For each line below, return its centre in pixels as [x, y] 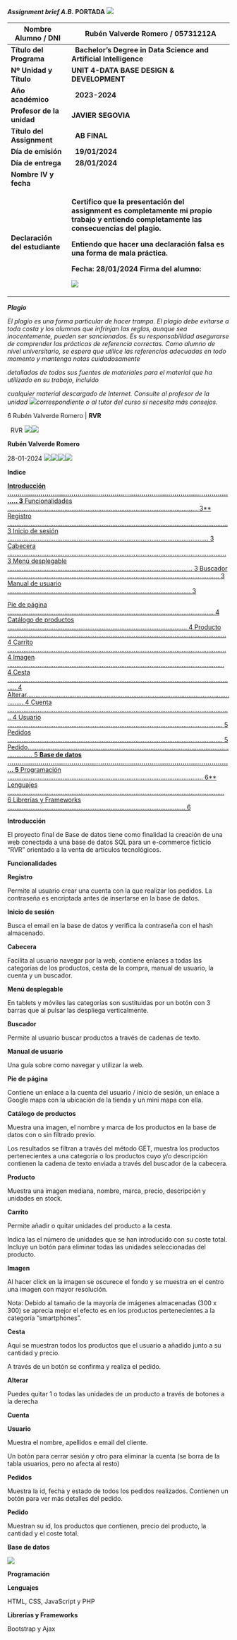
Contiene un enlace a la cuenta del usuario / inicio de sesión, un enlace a [114, 1092]
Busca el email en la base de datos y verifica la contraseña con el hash [110, 926]
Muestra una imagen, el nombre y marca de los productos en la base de [112, 1127]
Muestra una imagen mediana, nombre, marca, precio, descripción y [107, 1191]
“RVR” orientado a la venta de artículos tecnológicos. [84, 850]
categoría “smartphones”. [44, 1318]
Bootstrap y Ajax [31, 1629]
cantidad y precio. [34, 1353]
